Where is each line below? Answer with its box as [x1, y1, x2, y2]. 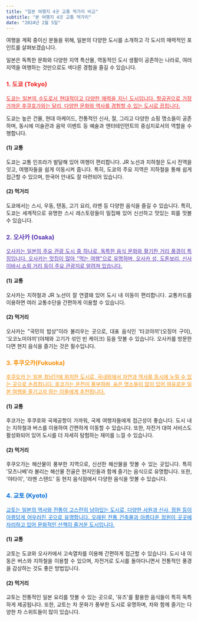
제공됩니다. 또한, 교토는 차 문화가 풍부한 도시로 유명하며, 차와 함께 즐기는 [17, 601, 186, 608]
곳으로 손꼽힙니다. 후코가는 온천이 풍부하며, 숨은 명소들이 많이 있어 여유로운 [12, 381, 186, 388]
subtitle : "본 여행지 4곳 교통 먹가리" [6, 14, 92, 20]
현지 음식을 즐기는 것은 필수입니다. [16, 342, 96, 350]
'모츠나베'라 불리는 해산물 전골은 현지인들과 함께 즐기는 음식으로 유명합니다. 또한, [6, 468, 192, 475]
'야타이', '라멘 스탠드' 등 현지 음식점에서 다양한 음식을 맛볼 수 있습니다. [6, 476, 167, 483]
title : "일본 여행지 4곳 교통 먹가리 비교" [6, 8, 98, 15]
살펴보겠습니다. [21, 44, 57, 51]
